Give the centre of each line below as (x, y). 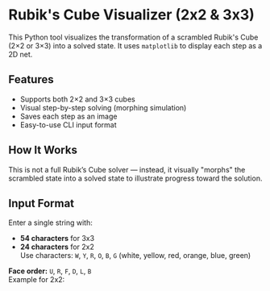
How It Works (43, 150)
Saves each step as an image (69, 116)
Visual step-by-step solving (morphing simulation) (103, 107)
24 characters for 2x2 (57, 247)
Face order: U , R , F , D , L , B (50, 271)
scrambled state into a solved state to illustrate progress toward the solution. (135, 178)
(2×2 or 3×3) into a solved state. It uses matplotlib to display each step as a (135, 45)
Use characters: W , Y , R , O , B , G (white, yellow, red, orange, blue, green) (135, 256)
